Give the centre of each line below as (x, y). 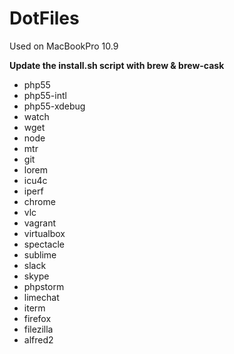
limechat (41, 297)
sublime (40, 254)
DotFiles (44, 18)
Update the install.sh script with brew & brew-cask (117, 65)
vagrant (40, 223)
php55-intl (45, 95)
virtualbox (44, 233)
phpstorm (44, 286)
